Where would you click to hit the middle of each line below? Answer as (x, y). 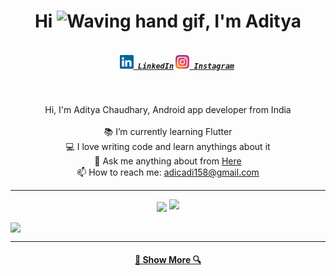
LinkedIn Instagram (186, 66)
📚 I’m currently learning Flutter (168, 132)
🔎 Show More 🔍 (168, 260)
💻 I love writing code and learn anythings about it (168, 147)
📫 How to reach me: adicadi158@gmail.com (168, 172)
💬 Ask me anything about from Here (168, 161)
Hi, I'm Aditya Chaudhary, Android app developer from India (168, 110)
